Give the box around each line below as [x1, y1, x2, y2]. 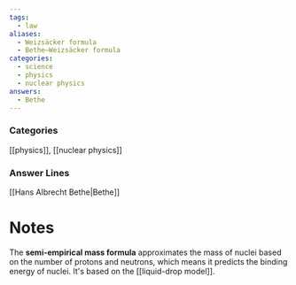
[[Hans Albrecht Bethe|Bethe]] [9, 187, 121, 197]
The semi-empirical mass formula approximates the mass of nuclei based [9, 247, 282, 258]
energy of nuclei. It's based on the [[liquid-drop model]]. [9, 266, 215, 276]
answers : [9, 87, 42, 96]
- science [17, 63, 53, 72]
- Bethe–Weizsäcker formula [17, 46, 121, 55]
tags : [9, 12, 29, 22]
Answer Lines [9, 166, 70, 179]
